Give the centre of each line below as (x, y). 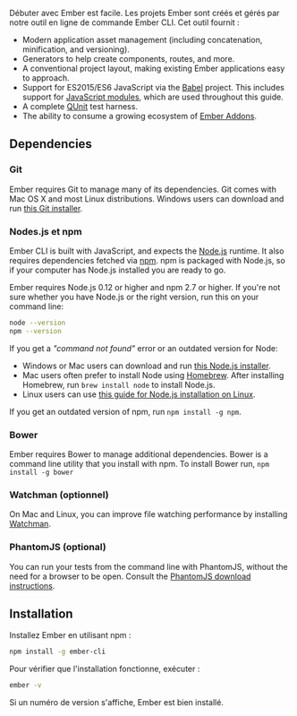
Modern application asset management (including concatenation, (142, 40)
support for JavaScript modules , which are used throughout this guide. (153, 97)
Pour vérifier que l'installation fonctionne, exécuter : (105, 669)
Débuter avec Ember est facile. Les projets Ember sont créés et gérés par (144, 13)
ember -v (25, 686)
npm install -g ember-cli (57, 652)
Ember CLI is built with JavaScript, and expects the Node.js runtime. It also (147, 251)
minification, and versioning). (76, 49)
